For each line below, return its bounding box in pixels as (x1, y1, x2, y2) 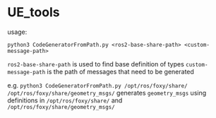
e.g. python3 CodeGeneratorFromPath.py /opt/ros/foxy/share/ (7, 81, 188, 89)
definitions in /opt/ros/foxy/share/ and (7, 96, 123, 105)
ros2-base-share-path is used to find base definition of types (7, 59, 185, 68)
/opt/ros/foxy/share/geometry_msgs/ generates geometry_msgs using (7, 88, 207, 97)
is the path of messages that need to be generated (47, 67, 194, 76)
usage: (7, 28, 28, 36)
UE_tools (7, 4, 60, 20)
